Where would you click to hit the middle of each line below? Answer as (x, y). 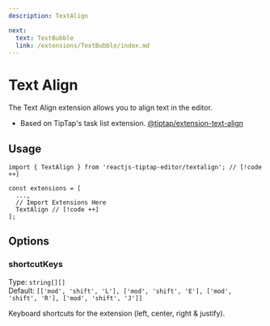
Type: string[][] (37, 282)
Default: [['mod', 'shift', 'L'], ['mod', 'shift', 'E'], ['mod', (120, 290)
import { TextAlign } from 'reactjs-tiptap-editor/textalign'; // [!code (135, 167)
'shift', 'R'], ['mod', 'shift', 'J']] (76, 298)
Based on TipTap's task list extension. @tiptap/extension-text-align (132, 123)
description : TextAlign (49, 16)
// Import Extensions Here (61, 203)
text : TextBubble (45, 38)
